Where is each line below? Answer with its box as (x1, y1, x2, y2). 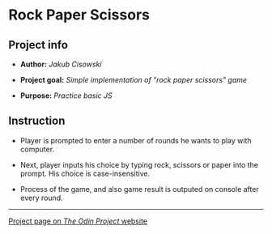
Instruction (8, 114, 66, 128)
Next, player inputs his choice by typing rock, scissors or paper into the (19, 160, 259, 169)
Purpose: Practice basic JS (19, 91, 113, 100)
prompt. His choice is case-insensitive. (19, 168, 151, 178)
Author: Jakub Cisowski (19, 59, 102, 69)
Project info (8, 38, 69, 52)
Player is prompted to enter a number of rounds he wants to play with (19, 135, 253, 145)
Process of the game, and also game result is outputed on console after (19, 184, 259, 194)
